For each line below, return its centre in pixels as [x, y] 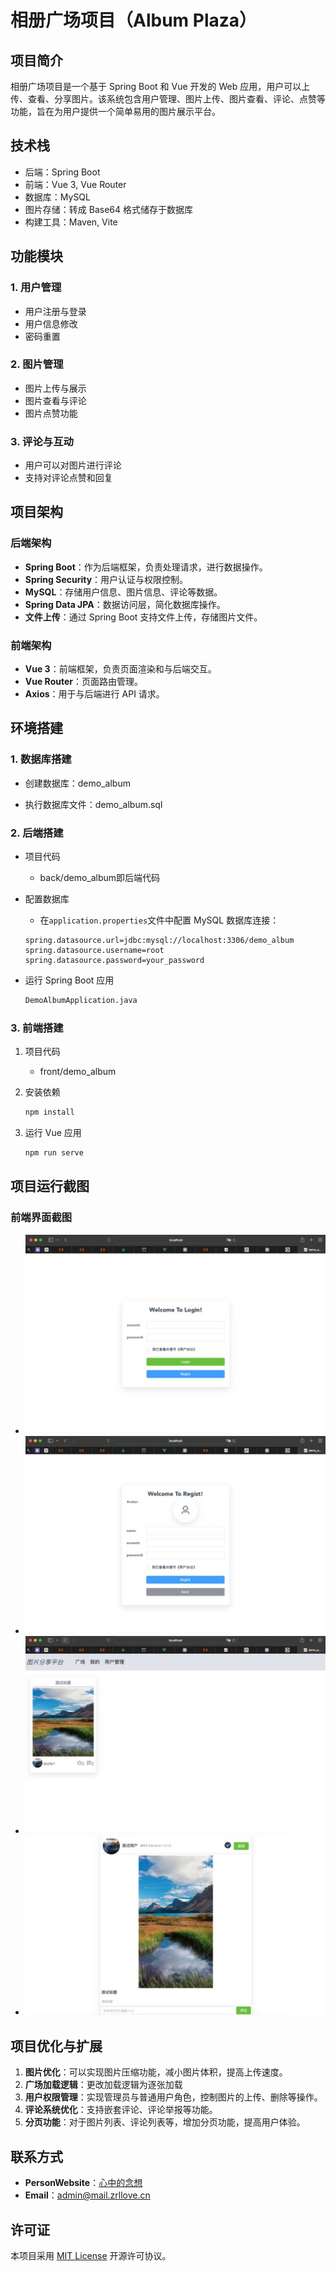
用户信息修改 [51, 323]
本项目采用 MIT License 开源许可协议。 [91, 2255]
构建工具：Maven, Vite [71, 222]
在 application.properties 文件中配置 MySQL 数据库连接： [159, 920]
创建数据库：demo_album [77, 783]
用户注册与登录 [55, 311]
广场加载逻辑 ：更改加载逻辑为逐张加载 [103, 2085]
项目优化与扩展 [56, 2046]
